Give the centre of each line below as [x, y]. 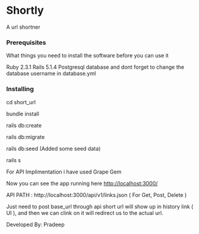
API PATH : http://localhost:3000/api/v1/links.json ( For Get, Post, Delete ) [97, 195]
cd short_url [21, 102]
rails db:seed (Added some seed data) [53, 148]
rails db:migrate [25, 137]
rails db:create [24, 125]
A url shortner [23, 27]
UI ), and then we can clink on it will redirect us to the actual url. [85, 212]
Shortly [25, 10]
